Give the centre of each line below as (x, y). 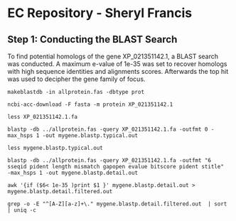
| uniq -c (22, 210)
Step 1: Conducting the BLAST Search (92, 39)
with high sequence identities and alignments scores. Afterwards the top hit (118, 71)
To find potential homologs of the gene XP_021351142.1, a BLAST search (113, 56)
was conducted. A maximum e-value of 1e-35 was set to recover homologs (117, 64)
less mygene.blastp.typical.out (55, 148)
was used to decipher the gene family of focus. (76, 79)
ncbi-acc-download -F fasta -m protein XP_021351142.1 (90, 104)
